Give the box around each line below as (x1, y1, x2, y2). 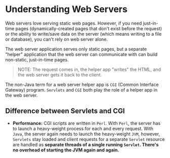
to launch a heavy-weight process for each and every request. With (12, 125, 153, 131)
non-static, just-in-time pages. (5, 56, 69, 62)
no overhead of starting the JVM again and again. (12, 147, 119, 153)
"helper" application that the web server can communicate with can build (5, 51, 158, 57)
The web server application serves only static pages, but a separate (5, 46, 147, 52)
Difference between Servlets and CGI (5, 107, 125, 115)
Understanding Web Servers (5, 4, 127, 15)
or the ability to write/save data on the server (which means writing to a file (5, 31, 162, 37)
